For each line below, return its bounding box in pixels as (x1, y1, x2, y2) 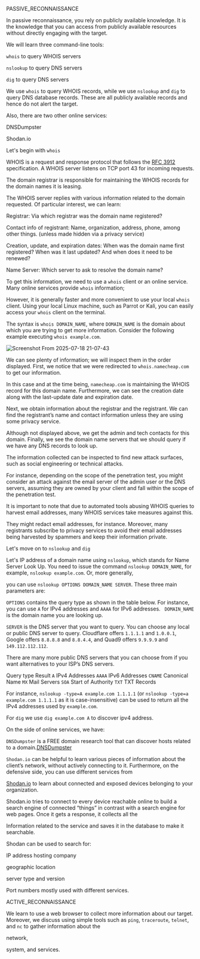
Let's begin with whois (6, 147, 61, 154)
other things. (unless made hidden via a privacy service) (6, 230, 144, 238)
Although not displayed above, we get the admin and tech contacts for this (6, 429, 190, 437)
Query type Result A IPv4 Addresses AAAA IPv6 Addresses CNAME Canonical (6, 672, 189, 679)
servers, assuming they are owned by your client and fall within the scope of (6, 485, 194, 491)
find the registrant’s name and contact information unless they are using (6, 411, 183, 419)
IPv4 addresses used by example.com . (6, 703, 99, 710)
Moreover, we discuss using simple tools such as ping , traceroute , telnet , (6, 916, 189, 923)
